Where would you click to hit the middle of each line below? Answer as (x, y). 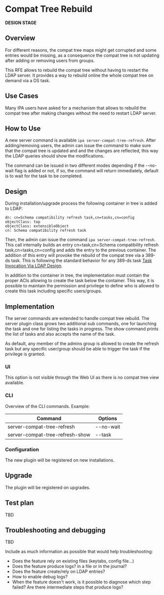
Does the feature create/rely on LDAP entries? (59, 571)
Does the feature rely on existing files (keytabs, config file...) (73, 561)
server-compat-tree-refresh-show (49, 435)
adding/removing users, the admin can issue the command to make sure (78, 146)
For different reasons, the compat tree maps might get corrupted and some (81, 50)
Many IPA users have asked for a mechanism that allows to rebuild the (76, 108)
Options (108, 418)
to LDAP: (14, 209)
